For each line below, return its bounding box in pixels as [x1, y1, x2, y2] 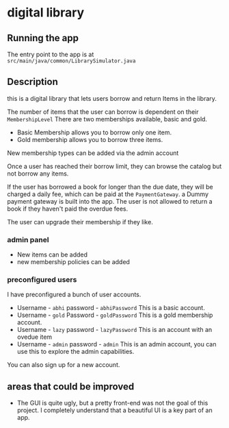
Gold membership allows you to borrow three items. [16, 135, 163, 143]
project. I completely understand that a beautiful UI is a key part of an [16, 406, 213, 414]
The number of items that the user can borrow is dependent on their [7, 108, 200, 116]
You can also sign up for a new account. [7, 361, 120, 369]
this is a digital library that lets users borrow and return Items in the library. [7, 94, 217, 102]
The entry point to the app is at [7, 50, 94, 58]
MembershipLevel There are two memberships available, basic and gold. [7, 115, 207, 123]
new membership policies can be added [16, 258, 130, 266]
